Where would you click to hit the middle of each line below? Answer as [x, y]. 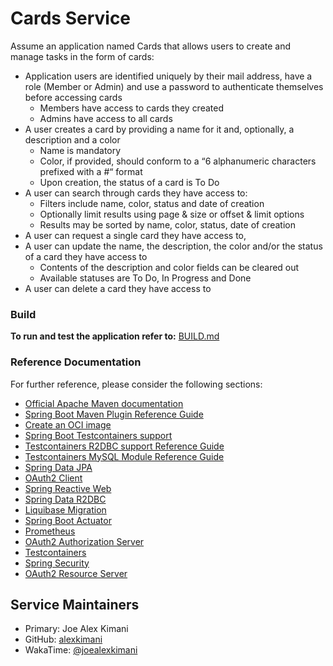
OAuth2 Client [53, 478]
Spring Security [57, 563]
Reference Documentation [76, 362]
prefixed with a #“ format [91, 171]
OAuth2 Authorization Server [84, 541]
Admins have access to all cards [106, 118]
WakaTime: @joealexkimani [81, 650]
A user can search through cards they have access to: [136, 193]
